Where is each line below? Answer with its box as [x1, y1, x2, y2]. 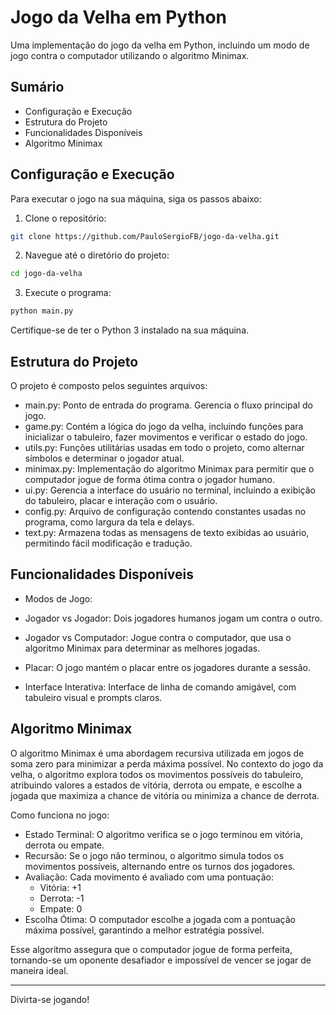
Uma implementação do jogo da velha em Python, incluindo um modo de [10, 39, 310, 51]
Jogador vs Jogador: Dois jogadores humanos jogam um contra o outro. [24, 612, 323, 624]
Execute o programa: [24, 287, 112, 299]
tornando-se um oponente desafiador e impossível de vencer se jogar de [10, 954, 312, 966]
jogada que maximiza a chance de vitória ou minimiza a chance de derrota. [10, 789, 320, 801]
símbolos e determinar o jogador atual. [24, 452, 185, 464]
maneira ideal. [10, 964, 69, 976]
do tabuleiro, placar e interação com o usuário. [24, 495, 218, 506]
